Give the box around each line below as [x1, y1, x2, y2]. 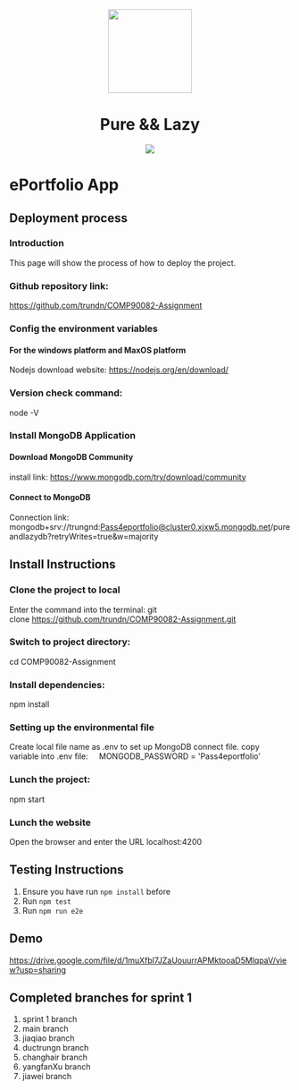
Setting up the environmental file [9, 721, 154, 734]
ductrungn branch [21, 1043, 89, 1053]
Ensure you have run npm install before [21, 886, 171, 897]
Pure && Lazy [99, 115, 201, 135]
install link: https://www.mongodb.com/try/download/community [9, 472, 247, 482]
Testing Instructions [9, 863, 124, 878]
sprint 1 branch [21, 1014, 78, 1025]
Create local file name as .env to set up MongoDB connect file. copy [9, 742, 261, 753]
